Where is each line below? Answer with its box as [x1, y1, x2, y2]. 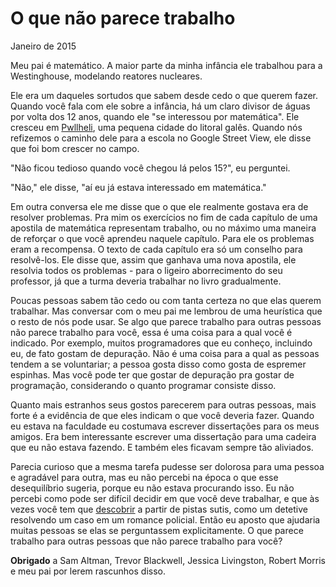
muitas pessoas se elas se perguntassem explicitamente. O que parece [10, 524, 304, 536]
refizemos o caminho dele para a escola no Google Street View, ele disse [10, 132, 312, 144]
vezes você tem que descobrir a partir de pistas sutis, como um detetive [10, 503, 308, 515]
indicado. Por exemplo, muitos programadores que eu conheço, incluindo [10, 337, 313, 349]
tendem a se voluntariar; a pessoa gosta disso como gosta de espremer [10, 358, 307, 370]
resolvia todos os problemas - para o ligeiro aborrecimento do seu [10, 264, 283, 276]
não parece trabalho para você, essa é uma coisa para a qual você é [10, 326, 293, 338]
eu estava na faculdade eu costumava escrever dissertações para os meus [10, 420, 320, 432]
